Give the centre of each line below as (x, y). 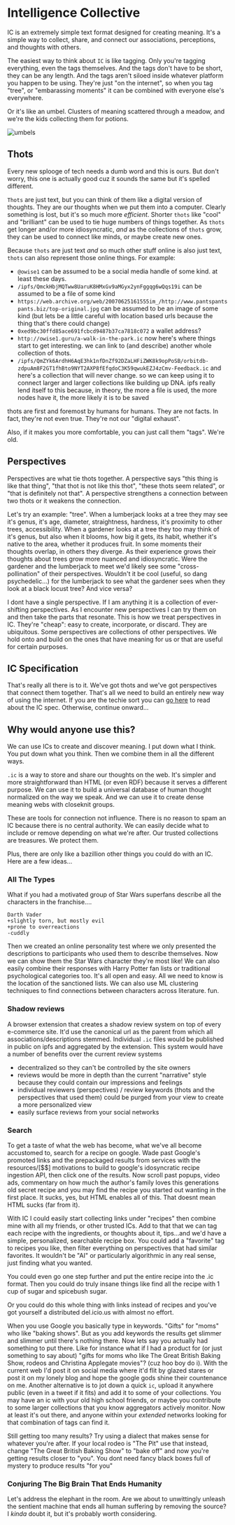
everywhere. (26, 98)
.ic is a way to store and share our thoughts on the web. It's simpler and (112, 775)
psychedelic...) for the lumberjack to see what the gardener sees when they (116, 581)
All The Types (31, 880)
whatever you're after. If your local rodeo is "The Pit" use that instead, (108, 1444)
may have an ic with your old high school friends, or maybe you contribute (114, 1401)
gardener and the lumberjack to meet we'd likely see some (92, 566)
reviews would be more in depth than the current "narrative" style (112, 1075)
